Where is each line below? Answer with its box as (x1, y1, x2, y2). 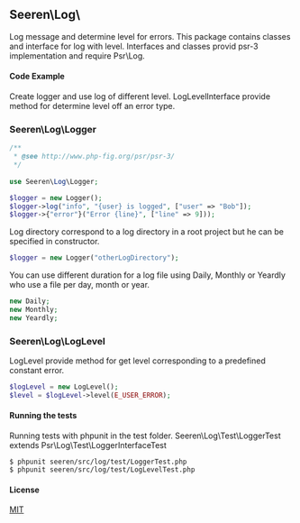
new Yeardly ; (9, 313, 59, 323)
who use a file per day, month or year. (9, 280, 150, 290)
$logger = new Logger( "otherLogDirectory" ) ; (9, 253, 179, 262)
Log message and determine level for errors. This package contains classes (9, 31, 291, 41)
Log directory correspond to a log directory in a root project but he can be (9, 226, 285, 237)
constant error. (9, 365, 65, 376)
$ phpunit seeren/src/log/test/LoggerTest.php (9, 457, 187, 467)
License (9, 484, 41, 495)
